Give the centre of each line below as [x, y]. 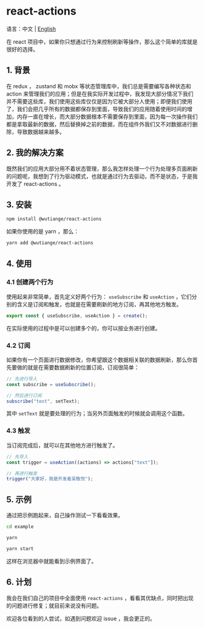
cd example [20, 527]
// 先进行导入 [22, 379]
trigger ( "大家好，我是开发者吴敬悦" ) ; [50, 479]
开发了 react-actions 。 [35, 184]
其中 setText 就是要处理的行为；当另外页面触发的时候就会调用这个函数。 [97, 413]
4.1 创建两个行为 [30, 282]
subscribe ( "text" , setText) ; [43, 401]
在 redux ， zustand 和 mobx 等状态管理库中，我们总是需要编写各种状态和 [99, 86]
